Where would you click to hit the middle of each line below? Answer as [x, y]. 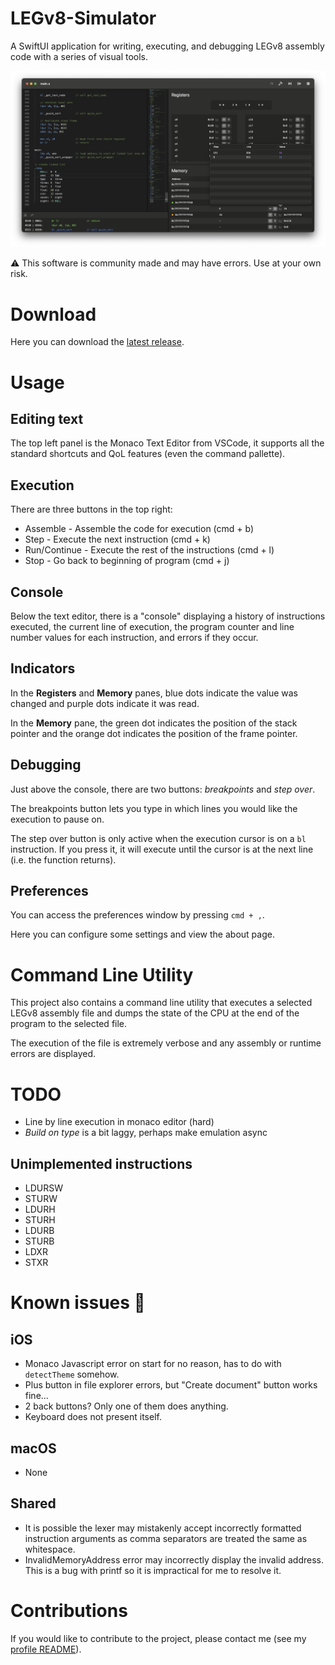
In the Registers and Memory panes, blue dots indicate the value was [154, 693]
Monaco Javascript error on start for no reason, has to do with [153, 1364]
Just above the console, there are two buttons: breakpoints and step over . [163, 789]
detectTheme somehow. [72, 1374]
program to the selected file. [69, 1024]
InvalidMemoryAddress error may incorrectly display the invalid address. [174, 1559]
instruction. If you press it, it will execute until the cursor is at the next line [162, 849]
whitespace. [50, 1549]
